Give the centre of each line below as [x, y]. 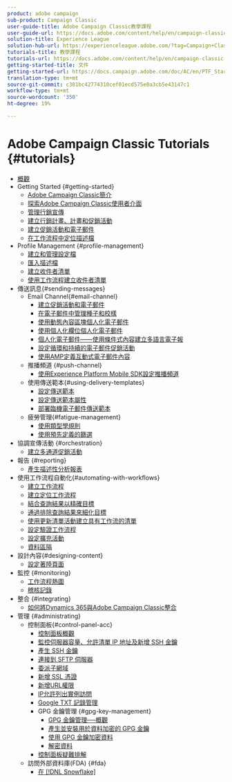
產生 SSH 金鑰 [58, 651]
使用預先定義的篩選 [65, 434]
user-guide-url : [30, 33]
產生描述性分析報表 [55, 469]
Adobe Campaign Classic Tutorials [108, 144]
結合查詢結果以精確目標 [61, 503]
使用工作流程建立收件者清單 [67, 280]
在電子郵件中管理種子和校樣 [77, 313]
